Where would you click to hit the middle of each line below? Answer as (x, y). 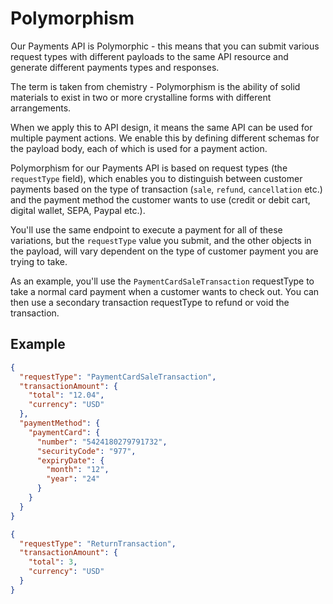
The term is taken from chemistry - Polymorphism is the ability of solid (155, 86)
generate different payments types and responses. (115, 67)
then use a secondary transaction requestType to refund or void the (150, 302)
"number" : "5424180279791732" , (102, 442)
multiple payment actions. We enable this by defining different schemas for (165, 138)
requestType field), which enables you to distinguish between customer (156, 178)
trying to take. (39, 261)
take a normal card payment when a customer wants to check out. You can (165, 291)
